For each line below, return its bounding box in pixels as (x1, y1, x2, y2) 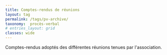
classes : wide (5, 30, 35, 35)
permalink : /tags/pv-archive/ (5, 16, 69, 21)
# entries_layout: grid (5, 26, 55, 31)
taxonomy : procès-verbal (5, 21, 59, 26)
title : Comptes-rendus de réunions (5, 7, 80, 12)
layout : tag (5, 12, 30, 17)
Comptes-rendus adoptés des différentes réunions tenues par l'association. (5, 44, 162, 50)
